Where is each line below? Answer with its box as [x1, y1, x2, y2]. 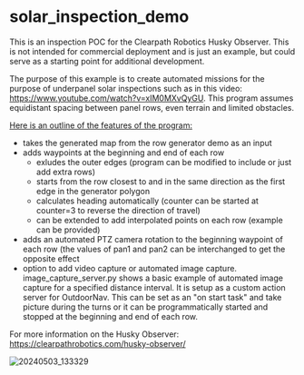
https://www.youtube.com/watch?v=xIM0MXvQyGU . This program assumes [9, 93, 294, 104]
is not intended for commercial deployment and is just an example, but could [9, 45, 296, 56]
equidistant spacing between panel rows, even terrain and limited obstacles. [9, 102, 295, 113]
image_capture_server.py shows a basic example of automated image [22, 272, 284, 283]
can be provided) [35, 224, 101, 235]
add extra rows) [35, 166, 96, 177]
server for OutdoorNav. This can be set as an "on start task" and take [22, 291, 282, 302]
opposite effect [22, 252, 80, 264]
